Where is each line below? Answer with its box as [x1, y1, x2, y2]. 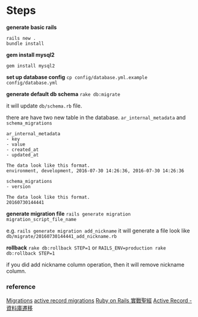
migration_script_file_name [6, 216, 77, 222]
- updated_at [6, 152, 39, 158]
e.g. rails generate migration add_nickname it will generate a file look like [6, 227, 190, 234]
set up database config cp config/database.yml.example [6, 73, 147, 80]
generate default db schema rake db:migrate [6, 90, 120, 97]
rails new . [6, 35, 36, 41]
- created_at [6, 146, 39, 153]
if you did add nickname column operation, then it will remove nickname [6, 261, 185, 268]
